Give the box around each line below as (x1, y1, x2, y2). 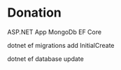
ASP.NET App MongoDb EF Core (7, 28, 102, 36)
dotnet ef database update (7, 54, 84, 63)
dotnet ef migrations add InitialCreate (7, 41, 115, 49)
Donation (7, 5, 62, 21)
